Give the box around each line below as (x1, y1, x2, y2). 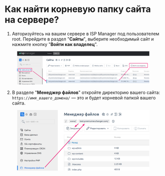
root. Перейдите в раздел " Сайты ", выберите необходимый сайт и (11, 36, 154, 42)
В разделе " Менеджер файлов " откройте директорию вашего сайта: (11, 89, 161, 95)
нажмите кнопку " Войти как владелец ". (11, 41, 98, 47)
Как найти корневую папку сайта (4, 3, 151, 15)
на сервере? (4, 14, 59, 25)
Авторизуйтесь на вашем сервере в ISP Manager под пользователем (11, 30, 160, 36)
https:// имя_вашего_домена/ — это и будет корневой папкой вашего (11, 94, 156, 100)
